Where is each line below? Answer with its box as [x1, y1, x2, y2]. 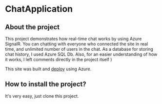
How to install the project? [5, 80, 86, 88]
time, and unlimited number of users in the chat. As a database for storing [5, 46, 154, 52]
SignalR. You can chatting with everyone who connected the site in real [5, 41, 148, 47]
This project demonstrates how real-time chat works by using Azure [5, 36, 142, 42]
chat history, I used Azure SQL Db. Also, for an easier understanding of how [5, 51, 158, 57]
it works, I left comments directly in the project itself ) [5, 57, 112, 62]
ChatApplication [5, 3, 73, 15]
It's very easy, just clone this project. [5, 93, 79, 99]
